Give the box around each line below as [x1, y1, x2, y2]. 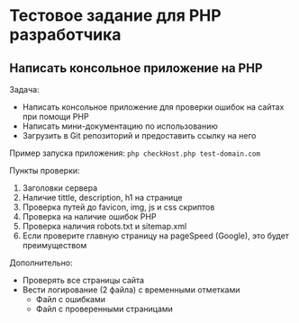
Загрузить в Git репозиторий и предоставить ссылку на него [22, 130, 257, 140]
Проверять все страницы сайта [22, 275, 145, 285]
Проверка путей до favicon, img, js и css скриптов [22, 202, 215, 212]
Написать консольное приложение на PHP [9, 60, 263, 76]
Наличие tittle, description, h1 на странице [22, 193, 183, 202]
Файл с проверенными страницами [35, 303, 174, 314]
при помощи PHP [22, 112, 89, 121]
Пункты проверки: [9, 166, 80, 175]
